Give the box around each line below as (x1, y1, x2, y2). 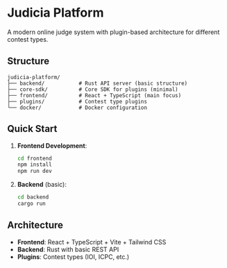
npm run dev (17, 168, 52, 175)
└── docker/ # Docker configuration (7, 104, 148, 111)
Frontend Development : (17, 141, 87, 150)
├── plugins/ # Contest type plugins (7, 98, 148, 105)
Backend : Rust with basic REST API (17, 245, 119, 253)
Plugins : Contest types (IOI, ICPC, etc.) (17, 252, 130, 261)
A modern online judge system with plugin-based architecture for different (7, 28, 220, 36)
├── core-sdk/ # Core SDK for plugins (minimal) (7, 85, 178, 93)
